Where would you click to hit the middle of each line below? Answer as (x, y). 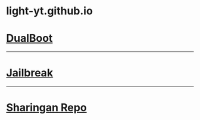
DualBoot (29, 39)
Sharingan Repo (47, 108)
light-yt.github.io (50, 11)
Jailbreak (30, 73)
